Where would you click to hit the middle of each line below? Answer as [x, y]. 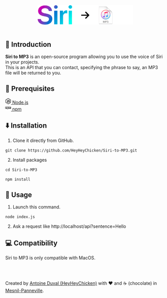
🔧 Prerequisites [30, 89]
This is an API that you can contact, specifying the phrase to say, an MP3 [82, 68]
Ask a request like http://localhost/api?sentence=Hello [69, 226]
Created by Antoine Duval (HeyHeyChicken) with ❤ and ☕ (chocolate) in [81, 283]
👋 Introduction [28, 44]
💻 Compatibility [31, 243]
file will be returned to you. [33, 73]
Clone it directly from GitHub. [43, 140]
